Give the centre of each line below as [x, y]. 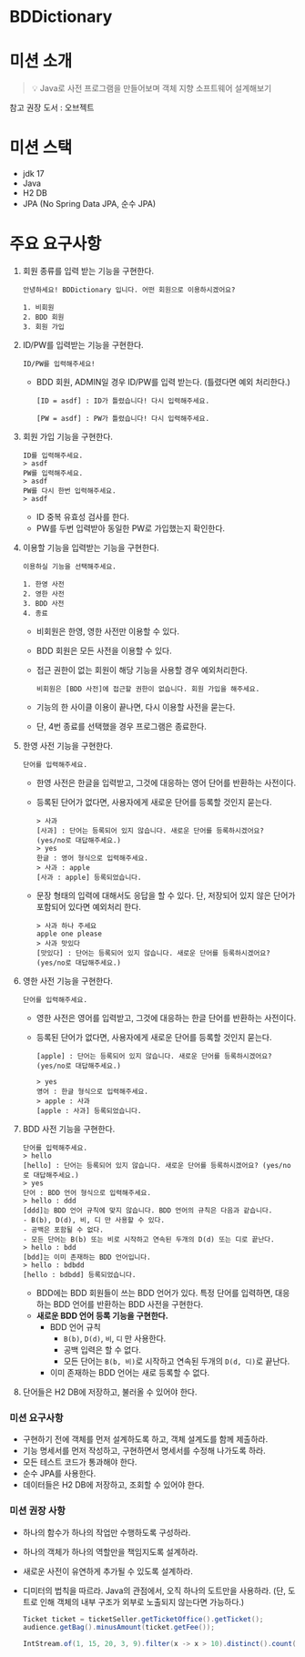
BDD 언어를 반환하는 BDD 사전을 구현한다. [128, 1304]
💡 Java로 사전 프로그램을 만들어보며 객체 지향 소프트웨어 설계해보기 [152, 88]
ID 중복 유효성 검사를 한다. [83, 517]
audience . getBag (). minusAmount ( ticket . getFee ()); [119, 1628]
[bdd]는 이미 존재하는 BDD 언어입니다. [87, 1257]
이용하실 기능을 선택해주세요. [69, 567]
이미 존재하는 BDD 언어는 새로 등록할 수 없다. [130, 1372]
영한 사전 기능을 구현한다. [68, 981]
